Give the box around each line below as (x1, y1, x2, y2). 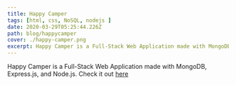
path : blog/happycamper (7, 30, 77, 37)
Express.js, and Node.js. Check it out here (7, 70, 129, 78)
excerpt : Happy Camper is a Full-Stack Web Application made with (7, 43, 206, 50)
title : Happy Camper (7, 10, 68, 18)
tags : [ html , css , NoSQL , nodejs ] (7, 17, 112, 24)
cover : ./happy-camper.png (7, 37, 86, 44)
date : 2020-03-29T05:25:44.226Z (7, 23, 102, 30)
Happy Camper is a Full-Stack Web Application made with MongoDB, (7, 63, 207, 70)
